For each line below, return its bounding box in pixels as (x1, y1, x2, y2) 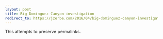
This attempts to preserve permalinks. (5, 29, 81, 35)
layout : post (5, 7, 32, 12)
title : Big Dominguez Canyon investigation (5, 11, 95, 16)
